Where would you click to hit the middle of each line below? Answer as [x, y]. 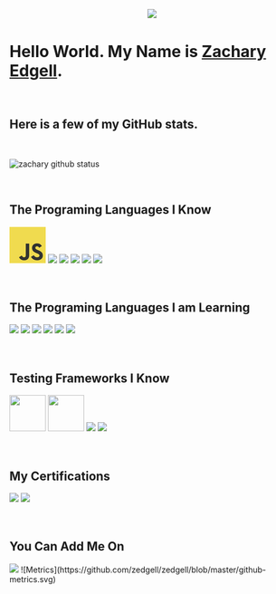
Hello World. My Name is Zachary [138, 52]
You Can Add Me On [67, 546]
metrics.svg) [33, 579]
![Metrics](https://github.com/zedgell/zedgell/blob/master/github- [143, 570]
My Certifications [60, 476]
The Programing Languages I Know [110, 210]
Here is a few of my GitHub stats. [104, 125]
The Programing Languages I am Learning [130, 307]
